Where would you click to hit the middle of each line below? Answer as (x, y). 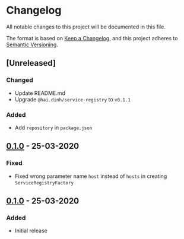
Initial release (31, 231)
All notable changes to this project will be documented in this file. (86, 27)
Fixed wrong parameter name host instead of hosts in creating (91, 176)
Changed (20, 80)
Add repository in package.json (53, 128)
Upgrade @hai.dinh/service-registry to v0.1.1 (72, 99)
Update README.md (40, 93)
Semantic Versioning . (32, 44)
